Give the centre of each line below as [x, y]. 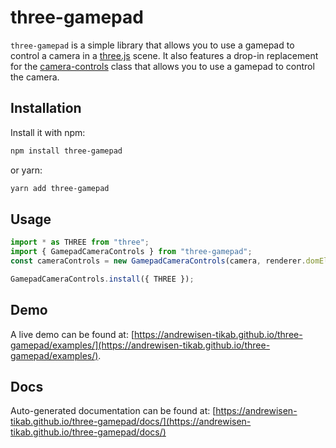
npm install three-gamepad [66, 151]
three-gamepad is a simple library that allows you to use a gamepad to [152, 45]
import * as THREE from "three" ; [80, 242]
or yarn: [26, 170]
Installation [46, 108]
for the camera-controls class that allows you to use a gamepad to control [162, 66]
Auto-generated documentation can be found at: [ [113, 411]
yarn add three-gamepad [60, 188]
